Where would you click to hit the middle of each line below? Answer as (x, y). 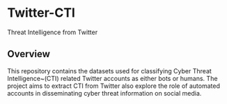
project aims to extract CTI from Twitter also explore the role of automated (114, 86)
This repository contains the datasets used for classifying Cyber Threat (110, 70)
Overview (29, 54)
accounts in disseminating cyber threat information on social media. (104, 93)
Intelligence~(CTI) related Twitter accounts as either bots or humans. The (112, 78)
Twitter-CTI (41, 13)
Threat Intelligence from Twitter (53, 32)
